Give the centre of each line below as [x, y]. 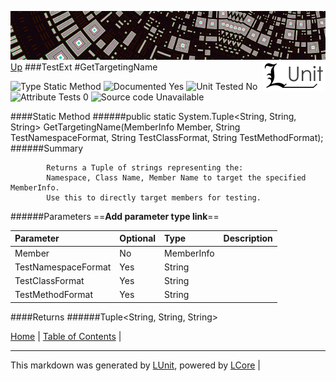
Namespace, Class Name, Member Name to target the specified [176, 177]
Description [248, 238]
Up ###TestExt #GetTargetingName [84, 67]
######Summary [47, 148]
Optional [138, 238]
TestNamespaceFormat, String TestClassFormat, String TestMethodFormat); [167, 137]
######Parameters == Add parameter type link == [115, 216]
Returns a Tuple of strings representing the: [145, 167]
